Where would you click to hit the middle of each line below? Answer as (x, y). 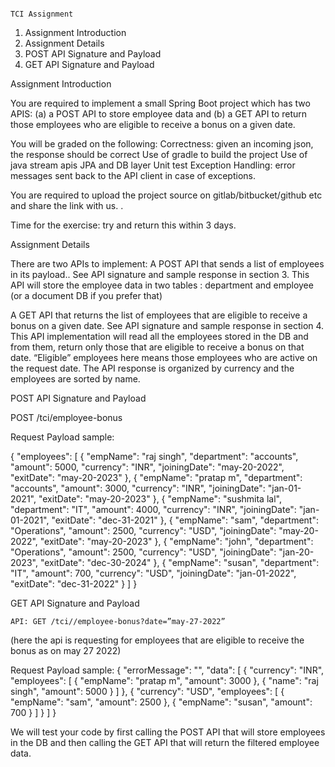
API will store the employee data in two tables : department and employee (162, 285)
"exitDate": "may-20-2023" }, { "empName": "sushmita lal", (160, 499)
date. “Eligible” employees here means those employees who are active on (164, 357)
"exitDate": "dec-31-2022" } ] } (74, 584)
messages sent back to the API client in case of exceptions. (133, 175)
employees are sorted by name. (75, 379)
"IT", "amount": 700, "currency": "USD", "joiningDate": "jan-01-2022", (153, 573)
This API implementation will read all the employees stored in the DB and (159, 336)
